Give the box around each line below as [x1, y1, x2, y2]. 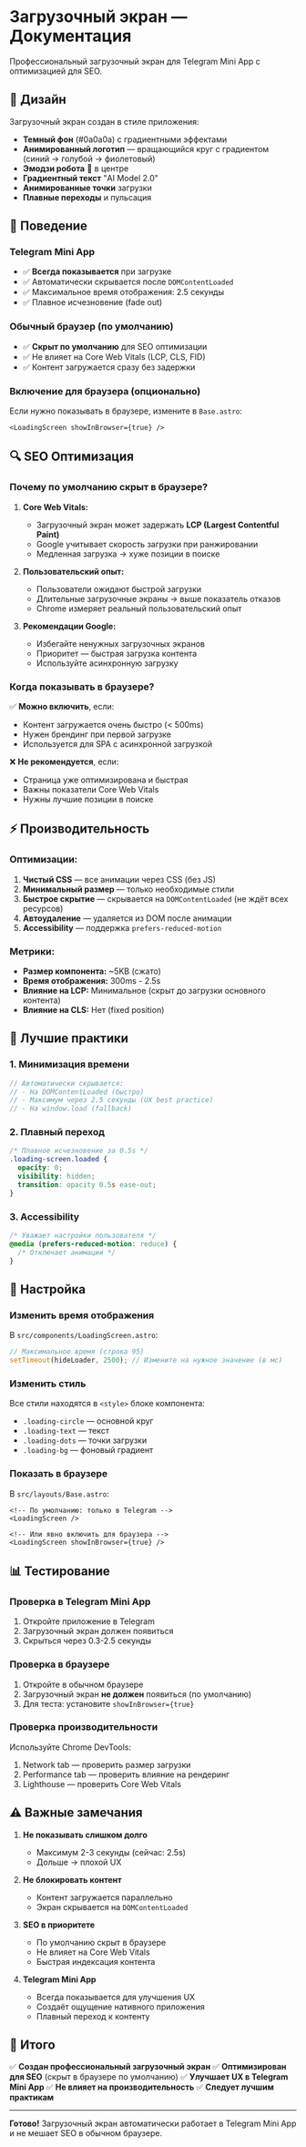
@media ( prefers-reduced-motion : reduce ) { [9, 1239, 178, 1249]
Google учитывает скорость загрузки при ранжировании [36, 538, 259, 549]
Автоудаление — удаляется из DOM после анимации [22, 913, 232, 924]
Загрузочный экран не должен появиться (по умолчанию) [22, 1688, 252, 1700]
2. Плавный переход [9, 1126, 106, 1139]
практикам [9, 2092, 55, 2103]
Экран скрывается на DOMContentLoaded [36, 1901, 189, 1912]
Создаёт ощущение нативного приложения [36, 2001, 205, 2012]
